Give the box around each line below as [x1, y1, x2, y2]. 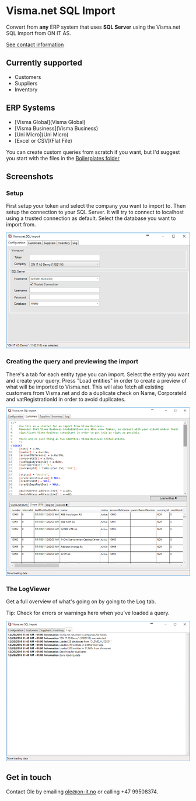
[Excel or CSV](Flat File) [14, 137, 73, 144]
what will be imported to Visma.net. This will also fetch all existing [6, 383, 164, 390]
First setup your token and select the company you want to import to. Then [6, 202, 186, 209]
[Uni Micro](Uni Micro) [14, 130, 69, 138]
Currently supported [6, 58, 83, 68]
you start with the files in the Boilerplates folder [6, 154, 120, 161]
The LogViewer [6, 585, 51, 593]
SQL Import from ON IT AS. [6, 29, 71, 36]
